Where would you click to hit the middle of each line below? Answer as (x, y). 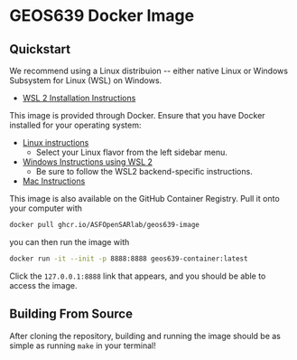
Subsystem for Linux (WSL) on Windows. (86, 81)
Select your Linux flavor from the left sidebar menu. (131, 152)
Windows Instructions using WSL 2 (88, 162)
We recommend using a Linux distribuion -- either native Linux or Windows (149, 71)
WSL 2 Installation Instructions (79, 98)
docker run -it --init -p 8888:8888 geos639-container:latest (129, 259)
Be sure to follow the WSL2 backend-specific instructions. (144, 171)
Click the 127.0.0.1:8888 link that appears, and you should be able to (138, 276)
